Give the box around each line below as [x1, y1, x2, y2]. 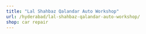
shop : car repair [6, 19, 49, 25]
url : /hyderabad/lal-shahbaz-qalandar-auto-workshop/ [6, 14, 141, 20]
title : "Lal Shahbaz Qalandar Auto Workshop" [6, 8, 119, 14]
